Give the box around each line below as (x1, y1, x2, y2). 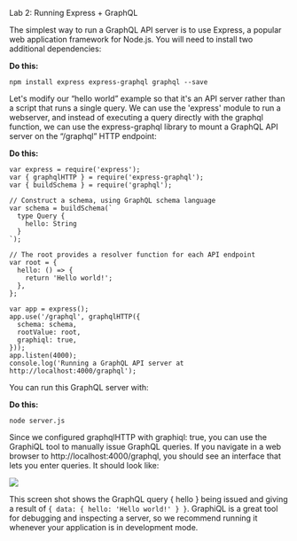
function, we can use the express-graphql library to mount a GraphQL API (9, 121, 278, 132)
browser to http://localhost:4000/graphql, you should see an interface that (9, 451, 281, 461)
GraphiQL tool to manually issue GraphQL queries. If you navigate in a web (9, 442, 282, 452)
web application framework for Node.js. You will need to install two (9, 35, 254, 44)
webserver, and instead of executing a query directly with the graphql (9, 112, 264, 122)
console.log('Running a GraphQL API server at (9, 359, 184, 367)
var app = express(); (9, 305, 90, 313)
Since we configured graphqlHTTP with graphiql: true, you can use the (9, 432, 268, 442)
